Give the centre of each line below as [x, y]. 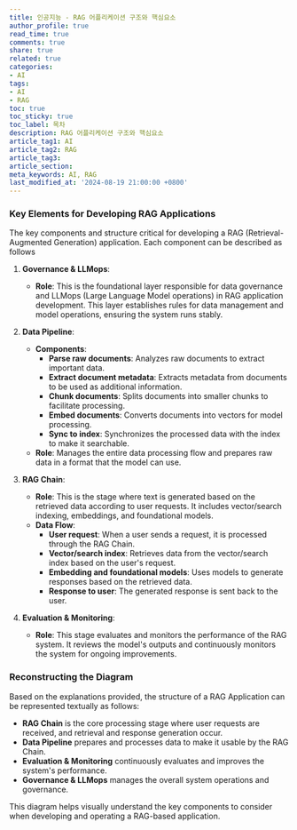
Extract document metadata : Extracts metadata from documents [168, 378]
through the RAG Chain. [92, 544]
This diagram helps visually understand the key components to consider [141, 806]
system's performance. [65, 770]
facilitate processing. [87, 406]
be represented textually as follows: [74, 706]
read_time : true [39, 34]
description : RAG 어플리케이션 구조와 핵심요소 [86, 133]
